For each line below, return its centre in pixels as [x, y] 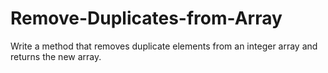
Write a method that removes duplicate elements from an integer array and [164, 46]
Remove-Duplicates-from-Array [146, 18]
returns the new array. [56, 56]
